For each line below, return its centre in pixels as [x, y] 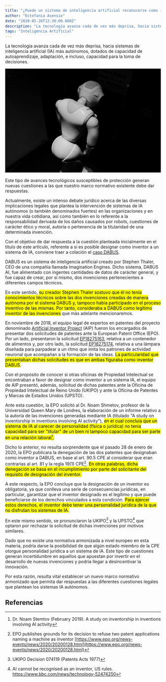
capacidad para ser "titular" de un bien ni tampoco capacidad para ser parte [83, 432]
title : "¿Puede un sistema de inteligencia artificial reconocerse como [82, 10]
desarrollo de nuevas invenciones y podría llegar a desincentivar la [73, 562]
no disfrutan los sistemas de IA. [37, 510]
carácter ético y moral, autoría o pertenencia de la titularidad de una [74, 227]
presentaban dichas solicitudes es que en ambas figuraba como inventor [79, 360]
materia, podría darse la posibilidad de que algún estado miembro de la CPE [82, 546]
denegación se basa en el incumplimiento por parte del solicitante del [76, 469]
